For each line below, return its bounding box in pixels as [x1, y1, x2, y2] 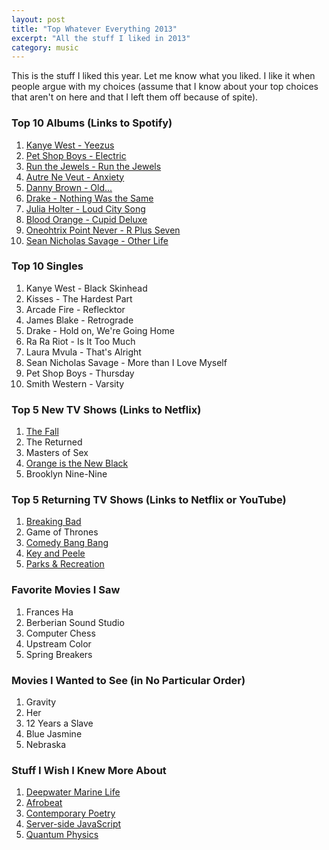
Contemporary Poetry [25, 807, 116, 820]
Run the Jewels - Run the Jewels [25, 160, 162, 172]
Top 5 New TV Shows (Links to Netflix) [11, 402, 202, 416]
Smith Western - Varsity [25, 377, 125, 390]
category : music [11, 42, 79, 53]
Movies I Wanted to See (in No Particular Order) [11, 673, 246, 687]
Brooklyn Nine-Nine [25, 468, 108, 480]
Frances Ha [25, 606, 74, 618]
